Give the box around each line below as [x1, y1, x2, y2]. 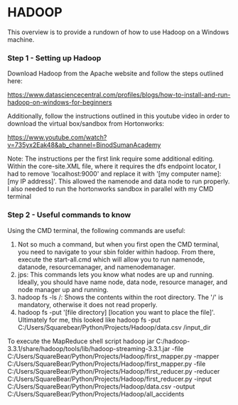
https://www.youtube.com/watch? [7, 133, 107, 142]
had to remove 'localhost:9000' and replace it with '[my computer [7, 170, 200, 178]
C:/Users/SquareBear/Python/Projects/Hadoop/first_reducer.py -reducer [7, 367, 220, 375]
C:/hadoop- [156, 337, 190, 345]
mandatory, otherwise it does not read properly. [17, 300, 158, 309]
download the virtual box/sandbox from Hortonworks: [7, 119, 165, 128]
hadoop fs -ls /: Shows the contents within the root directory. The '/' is [17, 293, 224, 301]
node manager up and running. [17, 285, 109, 293]
